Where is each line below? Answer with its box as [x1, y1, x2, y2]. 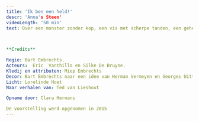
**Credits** [6, 47, 36, 53]
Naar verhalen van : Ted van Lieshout [6, 84, 99, 90]
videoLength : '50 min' [6, 19, 62, 25]
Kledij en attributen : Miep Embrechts [6, 68, 102, 74]
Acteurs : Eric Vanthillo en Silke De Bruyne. [6, 63, 126, 68]
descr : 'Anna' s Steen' [6, 14, 62, 20]
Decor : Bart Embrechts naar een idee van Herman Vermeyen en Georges [6, 73, 182, 80]
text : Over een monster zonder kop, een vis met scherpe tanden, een [6, 25, 182, 31]
